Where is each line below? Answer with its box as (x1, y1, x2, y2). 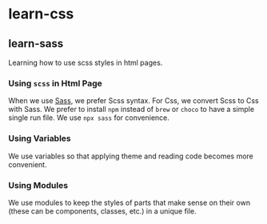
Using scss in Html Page (8, 78, 102, 89)
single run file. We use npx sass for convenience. (8, 113, 170, 122)
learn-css (8, 5, 74, 23)
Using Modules (8, 179, 69, 190)
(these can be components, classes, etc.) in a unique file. (8, 206, 197, 216)
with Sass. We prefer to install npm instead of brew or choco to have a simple (8, 105, 254, 114)
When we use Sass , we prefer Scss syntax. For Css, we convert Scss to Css (8, 96, 259, 106)
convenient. (8, 159, 47, 169)
